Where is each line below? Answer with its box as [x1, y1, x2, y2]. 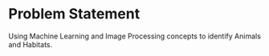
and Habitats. [8, 39, 53, 49]
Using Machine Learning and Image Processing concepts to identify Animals [8, 31, 261, 41]
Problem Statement [8, 5, 141, 23]
